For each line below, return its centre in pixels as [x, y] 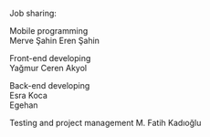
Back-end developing [50, 85]
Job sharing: [33, 13]
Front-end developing [50, 58]
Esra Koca [29, 95]
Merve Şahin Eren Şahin [55, 41]
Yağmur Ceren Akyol [48, 68]
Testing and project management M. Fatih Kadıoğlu [105, 123]
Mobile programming [49, 31]
